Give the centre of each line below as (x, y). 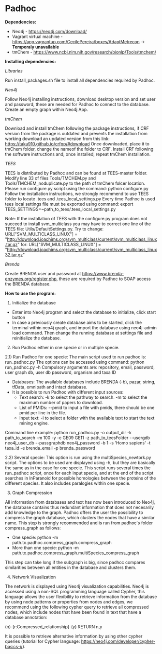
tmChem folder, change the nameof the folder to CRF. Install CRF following (79, 149)
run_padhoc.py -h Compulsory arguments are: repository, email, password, (80, 367)
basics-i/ (14, 646)
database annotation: (26, 617)
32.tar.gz (14, 255)
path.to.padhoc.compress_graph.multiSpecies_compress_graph (75, 553)
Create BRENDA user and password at (43, 273)
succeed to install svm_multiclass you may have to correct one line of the (78, 224)
